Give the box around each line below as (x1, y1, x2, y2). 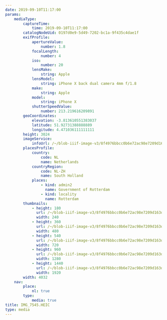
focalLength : (31, 49, 59, 54)
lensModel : (31, 76, 55, 81)
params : (5, 12, 21, 17)
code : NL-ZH (40, 169, 66, 174)
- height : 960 (31, 247, 61, 252)
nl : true (31, 289, 50, 294)
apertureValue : (31, 40, 64, 45)
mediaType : (14, 16, 37, 21)
